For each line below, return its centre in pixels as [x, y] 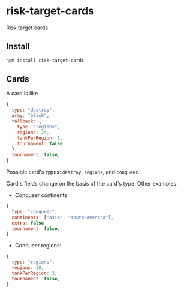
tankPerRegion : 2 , [35, 273]
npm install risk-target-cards [45, 60]
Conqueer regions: [38, 246]
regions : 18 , [28, 268]
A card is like [22, 94]
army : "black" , [31, 116]
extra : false [28, 223]
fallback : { [27, 121]
